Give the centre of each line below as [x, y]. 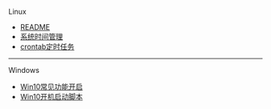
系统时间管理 [41, 36]
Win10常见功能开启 [51, 87]
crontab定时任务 [47, 46]
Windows [24, 70]
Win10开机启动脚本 [51, 97]
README [35, 27]
